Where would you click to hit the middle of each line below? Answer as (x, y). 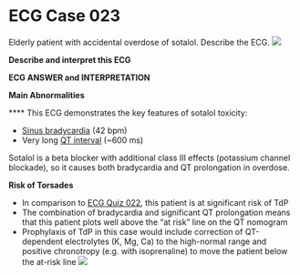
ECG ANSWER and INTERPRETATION (79, 77)
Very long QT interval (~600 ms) (83, 140)
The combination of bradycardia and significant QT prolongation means (156, 212)
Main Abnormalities (47, 95)
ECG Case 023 (64, 16)
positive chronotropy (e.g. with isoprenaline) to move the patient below (155, 250)
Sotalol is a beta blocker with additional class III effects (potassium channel (150, 158)
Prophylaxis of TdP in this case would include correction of (132, 231)
